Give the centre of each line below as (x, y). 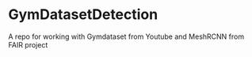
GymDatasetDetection (83, 15)
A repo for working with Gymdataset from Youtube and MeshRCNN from (126, 36)
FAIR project (28, 44)
